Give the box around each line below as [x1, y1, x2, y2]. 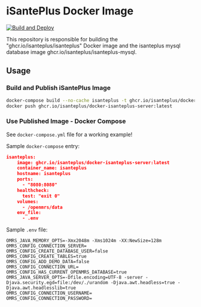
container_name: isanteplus [17, 165, 87, 171]
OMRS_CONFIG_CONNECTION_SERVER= [6, 243, 87, 249]
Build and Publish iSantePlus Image [6, 84, 111, 92]
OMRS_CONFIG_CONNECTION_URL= [6, 264, 79, 270]
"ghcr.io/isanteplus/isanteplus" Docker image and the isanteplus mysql [6, 42, 181, 49]
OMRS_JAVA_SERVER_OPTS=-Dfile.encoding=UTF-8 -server [6, 275, 144, 281]
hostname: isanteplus [17, 171, 71, 177]
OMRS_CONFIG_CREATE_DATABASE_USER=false [6, 248, 109, 254]
